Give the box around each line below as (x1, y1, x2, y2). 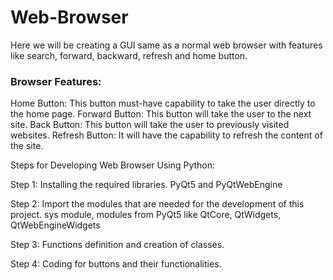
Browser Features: (10, 74, 102, 88)
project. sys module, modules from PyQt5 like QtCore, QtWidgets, (10, 209, 282, 221)
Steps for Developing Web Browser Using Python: (10, 159, 216, 171)
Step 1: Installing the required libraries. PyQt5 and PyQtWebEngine (10, 179, 283, 191)
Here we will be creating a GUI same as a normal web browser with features (10, 39, 323, 51)
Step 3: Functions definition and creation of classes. (10, 239, 225, 251)
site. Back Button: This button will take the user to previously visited (10, 119, 290, 131)
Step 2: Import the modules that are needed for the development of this (10, 198, 305, 210)
